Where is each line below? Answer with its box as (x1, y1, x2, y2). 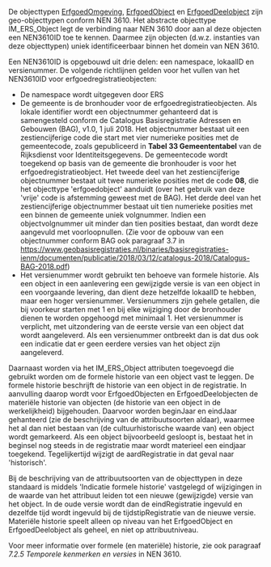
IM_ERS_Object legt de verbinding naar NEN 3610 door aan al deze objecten (8, 24, 262, 33)
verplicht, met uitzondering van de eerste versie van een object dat (19, 322, 244, 331)
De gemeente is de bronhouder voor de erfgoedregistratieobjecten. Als (19, 99, 257, 108)
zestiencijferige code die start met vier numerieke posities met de (19, 133, 239, 142)
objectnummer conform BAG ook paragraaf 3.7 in (19, 236, 185, 245)
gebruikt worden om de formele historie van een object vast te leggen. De (8, 372, 255, 381)
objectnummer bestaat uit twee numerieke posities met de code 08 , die (19, 176, 259, 185)
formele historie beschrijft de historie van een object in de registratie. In (8, 380, 247, 390)
